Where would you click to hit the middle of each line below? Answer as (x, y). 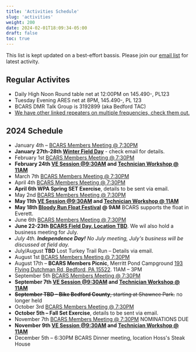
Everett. (24, 213)
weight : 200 (20, 22)
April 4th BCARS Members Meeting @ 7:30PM (70, 182)
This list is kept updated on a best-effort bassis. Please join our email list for (97, 55)
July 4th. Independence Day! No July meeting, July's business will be (99, 238)
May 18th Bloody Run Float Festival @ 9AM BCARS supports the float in (101, 207)
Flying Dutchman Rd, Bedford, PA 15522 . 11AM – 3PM (78, 269)
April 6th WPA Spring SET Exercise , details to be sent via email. (92, 188)
